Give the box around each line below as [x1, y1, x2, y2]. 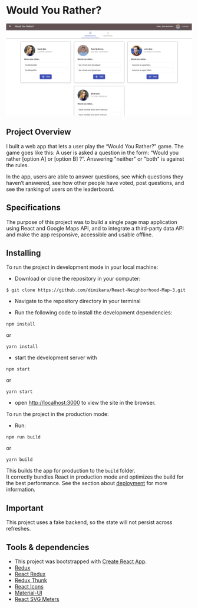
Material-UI [14, 589, 42, 597]
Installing [6, 248, 41, 258]
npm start [6, 366, 31, 372]
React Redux [14, 571, 46, 578]
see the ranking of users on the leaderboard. [6, 186, 115, 193]
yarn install [6, 344, 38, 350]
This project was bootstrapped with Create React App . [14, 558, 147, 565]
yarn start [6, 389, 33, 395]
